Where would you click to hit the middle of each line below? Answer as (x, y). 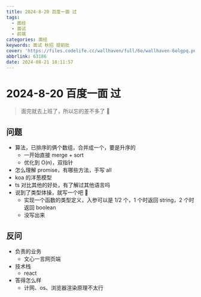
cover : (14, 51)
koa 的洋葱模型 (33, 178)
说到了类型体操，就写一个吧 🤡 (51, 193)
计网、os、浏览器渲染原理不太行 (63, 288)
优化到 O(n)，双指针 (48, 163)
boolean (46, 208)
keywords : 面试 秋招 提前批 (38, 46)
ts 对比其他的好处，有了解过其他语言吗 (63, 185)
